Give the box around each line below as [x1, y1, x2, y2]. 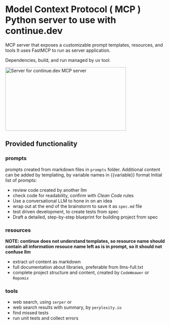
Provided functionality [5, 139, 78, 148]
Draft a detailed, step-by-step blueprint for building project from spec [12, 214, 158, 220]
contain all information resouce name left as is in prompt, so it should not [5, 243, 162, 249]
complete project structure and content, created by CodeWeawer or [12, 269, 150, 275]
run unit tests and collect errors [12, 315, 79, 321]
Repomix [12, 275, 29, 281]
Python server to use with [5, 14, 117, 26]
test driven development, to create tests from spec [12, 208, 119, 214]
